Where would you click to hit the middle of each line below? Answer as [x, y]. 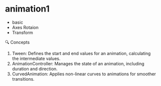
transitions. [23, 79]
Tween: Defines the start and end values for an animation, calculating [81, 53]
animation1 [27, 9]
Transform [22, 32]
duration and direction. [35, 69]
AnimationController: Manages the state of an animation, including [78, 63]
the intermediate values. [36, 58]
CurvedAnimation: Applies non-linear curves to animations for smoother [84, 74]
